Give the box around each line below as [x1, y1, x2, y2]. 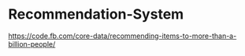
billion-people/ [8, 39, 56, 48]
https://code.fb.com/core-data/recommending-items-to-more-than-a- [8, 31, 237, 40]
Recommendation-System [8, 5, 184, 23]
